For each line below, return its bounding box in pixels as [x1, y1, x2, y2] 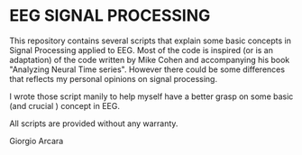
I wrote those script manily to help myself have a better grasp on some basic [9, 91, 294, 102]
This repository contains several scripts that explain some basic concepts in [9, 35, 291, 46]
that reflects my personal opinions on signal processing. [9, 73, 218, 84]
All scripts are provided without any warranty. [9, 118, 178, 129]
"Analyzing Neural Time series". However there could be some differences [9, 64, 286, 75]
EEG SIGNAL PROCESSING [9, 5, 211, 26]
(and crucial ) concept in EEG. [9, 100, 120, 111]
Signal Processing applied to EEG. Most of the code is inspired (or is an [9, 44, 273, 55]
